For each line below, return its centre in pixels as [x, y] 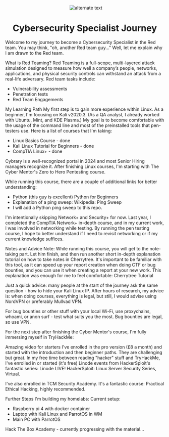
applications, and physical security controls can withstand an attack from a [83, 73]
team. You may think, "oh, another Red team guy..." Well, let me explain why [84, 48]
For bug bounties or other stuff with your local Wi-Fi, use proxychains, [78, 311]
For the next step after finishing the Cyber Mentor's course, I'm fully [76, 332]
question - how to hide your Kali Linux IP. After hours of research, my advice [84, 290]
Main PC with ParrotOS [36, 419]
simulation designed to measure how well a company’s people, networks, [81, 68]
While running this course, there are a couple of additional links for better [81, 182]
